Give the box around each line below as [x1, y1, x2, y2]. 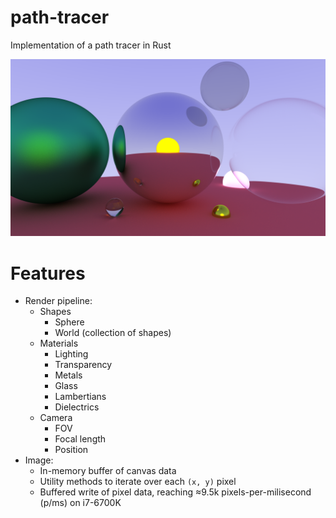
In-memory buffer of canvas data [39, 465, 177, 477]
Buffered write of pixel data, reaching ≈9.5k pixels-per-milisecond [39, 486, 312, 498]
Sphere [54, 316, 85, 328]
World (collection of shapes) [54, 327, 172, 339]
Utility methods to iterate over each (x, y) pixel [39, 476, 237, 488]
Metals [54, 369, 83, 381]
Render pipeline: [24, 295, 93, 307]
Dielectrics [54, 401, 100, 413]
